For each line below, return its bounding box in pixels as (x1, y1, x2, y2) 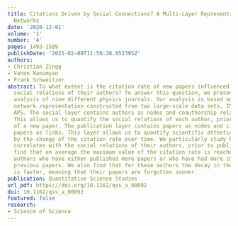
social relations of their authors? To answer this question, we (13, 89, 211, 96)
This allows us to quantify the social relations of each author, (13, 115, 214, 123)
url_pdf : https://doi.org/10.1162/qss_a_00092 (7, 181, 147, 188)
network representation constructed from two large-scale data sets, (13, 103, 223, 110)
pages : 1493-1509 (7, 43, 59, 50)
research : (7, 201, 37, 209)
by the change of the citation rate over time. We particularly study (13, 135, 227, 142)
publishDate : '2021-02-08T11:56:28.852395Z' (7, 50, 141, 57)
